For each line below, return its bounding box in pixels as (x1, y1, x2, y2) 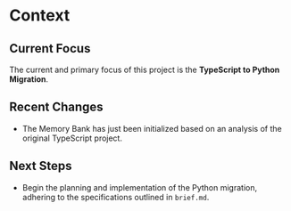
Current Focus (9, 41, 91, 56)
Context (9, 5, 71, 26)
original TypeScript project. (21, 133, 123, 143)
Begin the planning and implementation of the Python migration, (21, 182, 258, 192)
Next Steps (9, 158, 72, 174)
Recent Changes (9, 100, 104, 115)
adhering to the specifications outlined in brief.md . (21, 191, 210, 202)
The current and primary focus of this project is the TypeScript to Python (9, 64, 280, 75)
